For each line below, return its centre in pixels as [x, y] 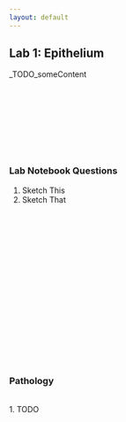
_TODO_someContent [48, 74]
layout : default [39, 17]
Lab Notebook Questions [63, 171]
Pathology [32, 380]
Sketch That [44, 199]
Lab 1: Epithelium [56, 54]
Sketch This [44, 190]
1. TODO [24, 410]
